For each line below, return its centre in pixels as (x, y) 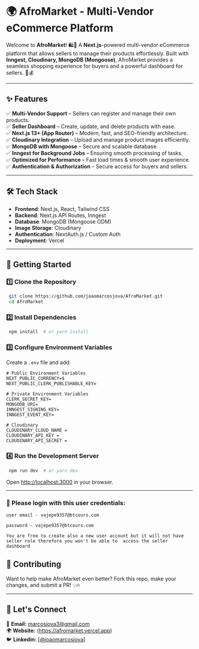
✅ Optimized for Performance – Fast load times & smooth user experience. (98, 159)
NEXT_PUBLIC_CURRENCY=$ (36, 379)
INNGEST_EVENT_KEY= (30, 415)
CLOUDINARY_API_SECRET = (37, 441)
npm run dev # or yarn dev (43, 471)
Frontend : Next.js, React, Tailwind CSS (62, 209)
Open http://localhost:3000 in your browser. (60, 482)
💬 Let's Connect (36, 610)
